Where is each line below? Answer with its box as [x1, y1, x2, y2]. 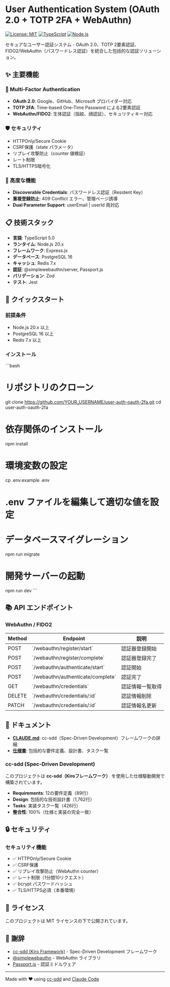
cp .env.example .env [5, 477, 50, 483]
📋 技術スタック [5, 218, 54, 227]
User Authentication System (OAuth [5, 4, 160, 15]
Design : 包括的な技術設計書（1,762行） [12, 796, 95, 802]
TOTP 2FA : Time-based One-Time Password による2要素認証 [12, 104, 141, 110]
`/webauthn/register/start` [32, 644, 94, 651]
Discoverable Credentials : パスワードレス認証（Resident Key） [12, 189, 146, 195]
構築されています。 [5, 779, 45, 785]
